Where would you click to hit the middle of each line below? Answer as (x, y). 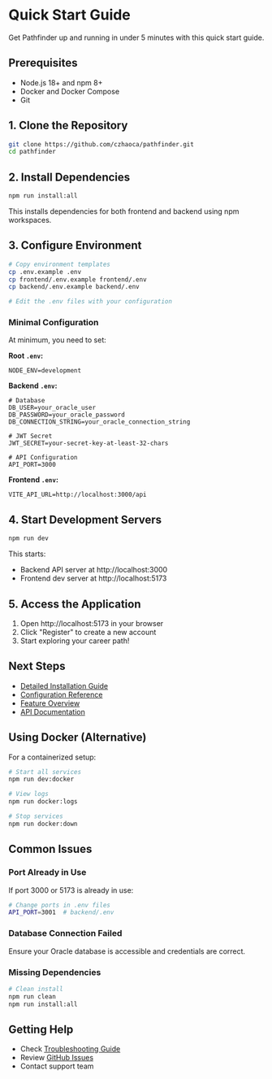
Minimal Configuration (54, 323)
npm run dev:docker (41, 779)
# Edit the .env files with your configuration (91, 302)
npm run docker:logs (43, 802)
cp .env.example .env (45, 272)
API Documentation (52, 711)
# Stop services (36, 816)
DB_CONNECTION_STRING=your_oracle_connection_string (99, 422)
